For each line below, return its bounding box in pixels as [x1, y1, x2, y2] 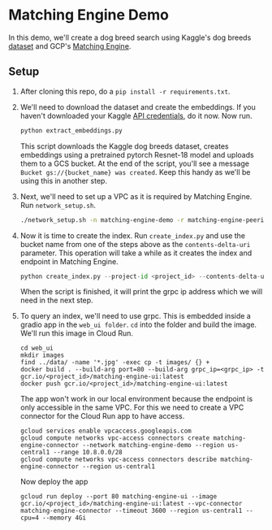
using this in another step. [19, 176, 108, 185]
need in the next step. [19, 295, 93, 306]
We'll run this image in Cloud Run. [19, 328, 134, 338]
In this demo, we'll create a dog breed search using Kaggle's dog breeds [8, 33, 252, 42]
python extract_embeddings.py [19, 126, 123, 135]
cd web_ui [19, 344, 54, 353]
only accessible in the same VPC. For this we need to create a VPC [19, 402, 244, 412]
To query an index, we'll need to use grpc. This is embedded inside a [19, 311, 252, 321]
